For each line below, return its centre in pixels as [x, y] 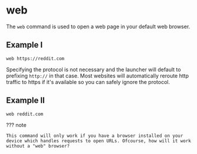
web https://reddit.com [35, 58]
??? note [16, 125]
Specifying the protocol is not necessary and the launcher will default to [93, 69]
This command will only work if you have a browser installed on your [95, 136]
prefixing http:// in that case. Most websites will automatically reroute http [97, 76]
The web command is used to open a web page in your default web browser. [98, 26]
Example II [26, 101]
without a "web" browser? [38, 146]
